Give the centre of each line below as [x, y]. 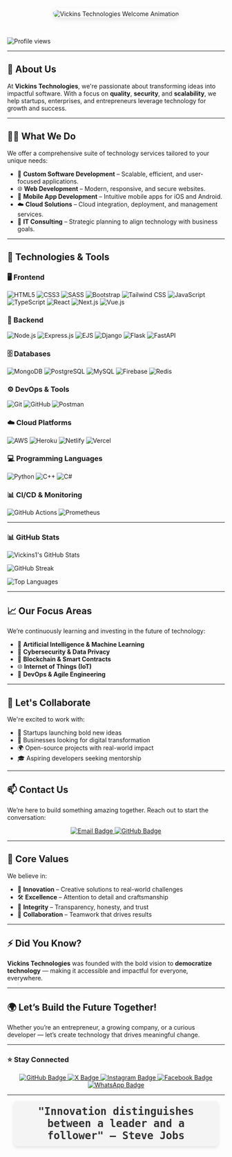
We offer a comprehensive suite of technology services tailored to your [108, 153]
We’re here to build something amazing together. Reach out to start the [108, 810]
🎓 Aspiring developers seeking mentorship [79, 758]
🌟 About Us [32, 70]
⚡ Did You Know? [45, 943]
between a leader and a [116, 1123]
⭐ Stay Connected [38, 1060]
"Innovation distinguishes [116, 1111]
